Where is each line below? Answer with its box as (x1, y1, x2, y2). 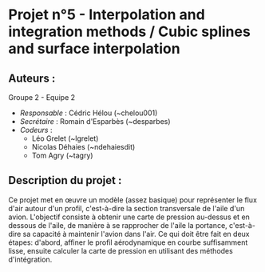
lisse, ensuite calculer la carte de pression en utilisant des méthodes (8, 246, 233, 255)
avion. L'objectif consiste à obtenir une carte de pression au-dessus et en (8, 212, 250, 222)
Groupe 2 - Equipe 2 (8, 93, 76, 102)
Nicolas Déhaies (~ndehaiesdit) (31, 142, 136, 151)
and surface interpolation (8, 40, 181, 58)
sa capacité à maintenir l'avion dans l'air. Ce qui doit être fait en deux (22, 229, 250, 238)
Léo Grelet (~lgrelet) (31, 134, 99, 143)
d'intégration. (8, 254, 53, 264)
